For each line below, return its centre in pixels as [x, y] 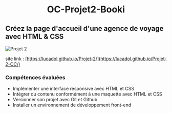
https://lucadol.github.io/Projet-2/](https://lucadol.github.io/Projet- [97, 59]
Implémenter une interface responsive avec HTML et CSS [73, 89]
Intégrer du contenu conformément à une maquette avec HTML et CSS [87, 94]
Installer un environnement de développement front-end [72, 105]
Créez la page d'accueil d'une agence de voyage [84, 29]
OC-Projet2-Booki [86, 10]
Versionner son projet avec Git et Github [55, 100]
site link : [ [16, 59]
